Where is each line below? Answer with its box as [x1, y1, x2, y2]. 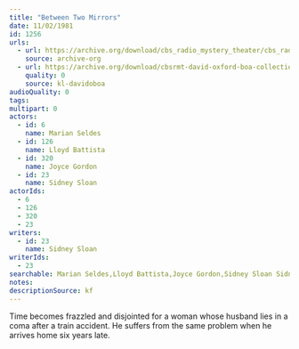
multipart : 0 [9, 104, 58, 113]
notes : [9, 278, 34, 287]
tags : [9, 95, 29, 105]
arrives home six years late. [9, 329, 110, 340]
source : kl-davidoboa [25, 79, 105, 88]
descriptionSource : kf [9, 286, 93, 295]
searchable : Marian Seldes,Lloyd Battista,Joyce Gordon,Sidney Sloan [9, 270, 273, 279]
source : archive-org [25, 54, 101, 63]
